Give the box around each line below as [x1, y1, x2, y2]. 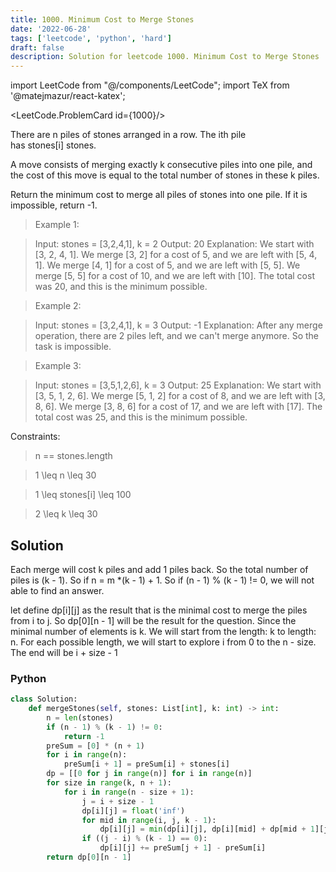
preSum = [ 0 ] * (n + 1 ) [46, 741, 145, 751]
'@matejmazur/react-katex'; [10, 90, 126, 102]
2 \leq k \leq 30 [34, 508, 98, 520]
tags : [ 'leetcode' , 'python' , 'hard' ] [10, 33, 172, 43]
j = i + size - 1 [81, 796, 155, 806]
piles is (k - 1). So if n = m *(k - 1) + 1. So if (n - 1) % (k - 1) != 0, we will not [10, 574, 315, 586]
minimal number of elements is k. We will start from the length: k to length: [10, 625, 317, 637]
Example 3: [34, 360, 82, 372]
